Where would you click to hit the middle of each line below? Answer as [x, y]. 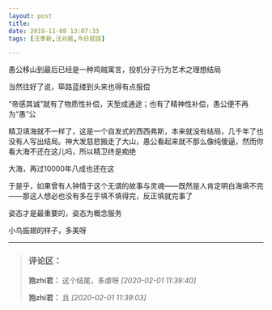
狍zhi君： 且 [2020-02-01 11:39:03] [87, 297]
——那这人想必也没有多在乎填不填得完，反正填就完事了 [100, 196]
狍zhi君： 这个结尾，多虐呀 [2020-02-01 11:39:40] [112, 280]
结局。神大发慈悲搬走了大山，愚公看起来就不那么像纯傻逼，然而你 [153, 142]
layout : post [30, 16]
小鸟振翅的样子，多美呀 [47, 231]
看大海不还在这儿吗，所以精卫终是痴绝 [72, 151]
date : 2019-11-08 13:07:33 [54, 31]
